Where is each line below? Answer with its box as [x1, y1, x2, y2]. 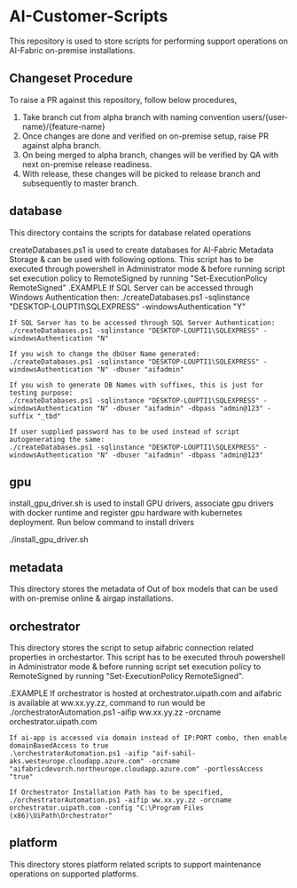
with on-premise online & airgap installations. [9, 593, 174, 604]
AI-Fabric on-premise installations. [9, 44, 136, 55]
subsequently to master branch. [21, 178, 139, 188]
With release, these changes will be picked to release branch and [21, 168, 262, 179]
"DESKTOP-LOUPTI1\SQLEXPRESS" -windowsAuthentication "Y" [9, 300, 246, 312]
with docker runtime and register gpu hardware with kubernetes [9, 508, 243, 518]
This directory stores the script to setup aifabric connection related [9, 643, 254, 652]
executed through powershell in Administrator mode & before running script [9, 263, 285, 274]
